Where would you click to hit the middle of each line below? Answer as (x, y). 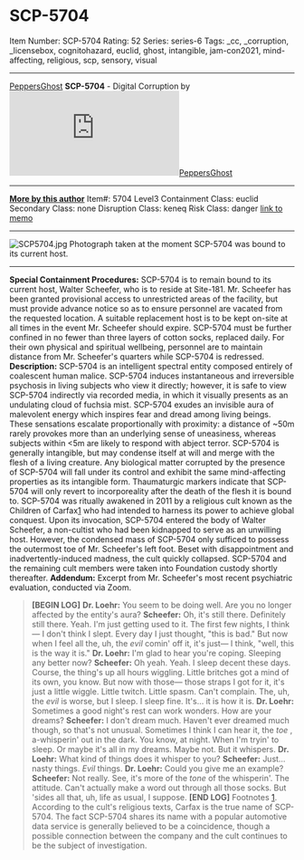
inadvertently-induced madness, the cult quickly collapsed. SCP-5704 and (148, 559)
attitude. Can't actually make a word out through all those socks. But (159, 788)
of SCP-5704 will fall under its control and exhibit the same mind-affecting (148, 472)
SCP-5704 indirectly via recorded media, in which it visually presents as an (149, 395)
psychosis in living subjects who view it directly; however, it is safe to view (148, 385)
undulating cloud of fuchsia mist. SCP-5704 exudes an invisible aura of (142, 405)
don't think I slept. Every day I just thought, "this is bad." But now (167, 634)
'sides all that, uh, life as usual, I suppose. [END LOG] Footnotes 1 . (154, 797)
